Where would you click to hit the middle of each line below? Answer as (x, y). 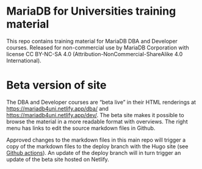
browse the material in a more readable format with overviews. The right (97, 121)
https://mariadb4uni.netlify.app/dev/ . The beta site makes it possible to (95, 115)
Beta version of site (56, 85)
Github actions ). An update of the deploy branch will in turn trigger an (94, 153)
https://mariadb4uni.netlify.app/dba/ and (57, 109)
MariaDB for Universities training (91, 11)
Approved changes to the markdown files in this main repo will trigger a (96, 140)
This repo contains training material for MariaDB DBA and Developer (92, 41)
